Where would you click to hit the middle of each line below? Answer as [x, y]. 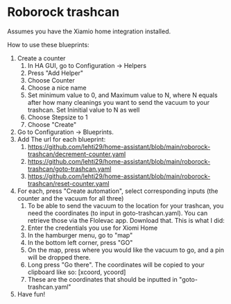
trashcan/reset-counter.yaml [68, 183]
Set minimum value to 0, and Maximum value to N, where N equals [122, 95]
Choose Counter [51, 80]
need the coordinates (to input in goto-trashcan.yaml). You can [118, 213]
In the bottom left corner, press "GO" [80, 242]
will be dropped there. [59, 257]
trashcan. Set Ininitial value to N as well [84, 110]
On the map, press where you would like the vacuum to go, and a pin [126, 250]
